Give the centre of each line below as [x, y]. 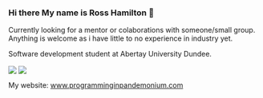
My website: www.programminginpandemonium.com [96, 85]
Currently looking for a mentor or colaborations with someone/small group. [132, 30]
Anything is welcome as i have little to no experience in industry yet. [121, 38]
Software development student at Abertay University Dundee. [110, 54]
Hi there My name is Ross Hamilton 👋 [81, 13]
